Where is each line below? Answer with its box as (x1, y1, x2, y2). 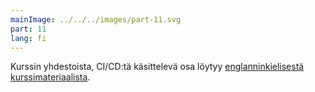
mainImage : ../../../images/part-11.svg (10, 14, 182, 25)
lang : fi (10, 33, 47, 43)
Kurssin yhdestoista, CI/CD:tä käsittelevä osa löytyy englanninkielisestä (10, 61, 305, 73)
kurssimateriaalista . (10, 71, 91, 83)
